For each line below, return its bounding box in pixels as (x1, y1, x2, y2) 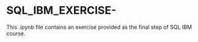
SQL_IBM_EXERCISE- (6, 4, 117, 17)
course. (6, 29, 26, 37)
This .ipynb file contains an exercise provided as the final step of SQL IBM (6, 23, 193, 31)
